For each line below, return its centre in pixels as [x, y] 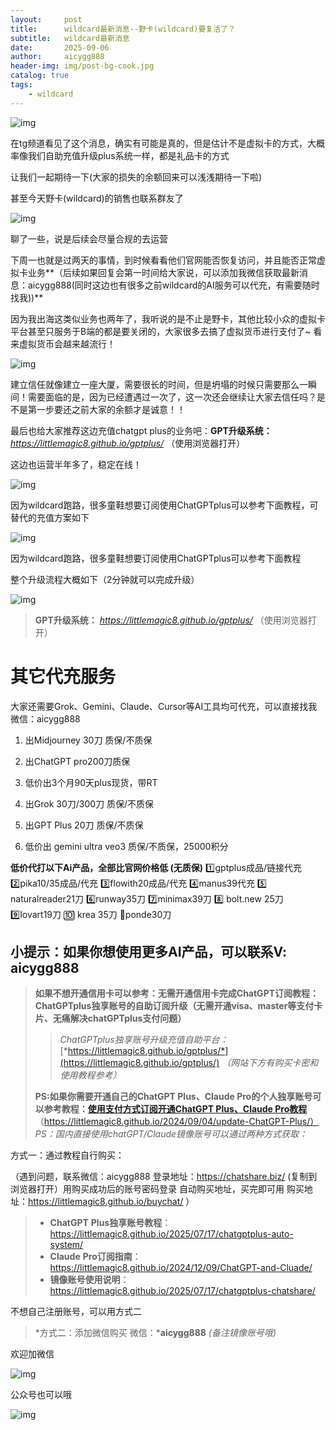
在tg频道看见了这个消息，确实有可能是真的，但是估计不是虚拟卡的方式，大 [163, 143]
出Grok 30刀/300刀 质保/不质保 [89, 803]
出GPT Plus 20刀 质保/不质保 [84, 825]
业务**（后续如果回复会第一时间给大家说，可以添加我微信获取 [155, 272]
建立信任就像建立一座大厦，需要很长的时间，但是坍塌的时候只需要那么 [155, 384]
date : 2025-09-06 [60, 47]
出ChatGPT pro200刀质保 [77, 761]
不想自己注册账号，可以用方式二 [76, 1312]
